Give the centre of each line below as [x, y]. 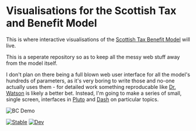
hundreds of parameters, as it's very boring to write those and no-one [90, 81]
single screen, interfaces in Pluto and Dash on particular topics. [82, 99]
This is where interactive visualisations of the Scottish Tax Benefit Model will [98, 39]
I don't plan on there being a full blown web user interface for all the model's [98, 74]
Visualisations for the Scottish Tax [91, 11]
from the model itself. [32, 63]
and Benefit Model [52, 23]
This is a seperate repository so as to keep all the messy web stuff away [93, 57]
